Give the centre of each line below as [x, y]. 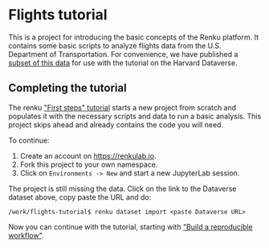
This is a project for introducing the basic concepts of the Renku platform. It [134, 37]
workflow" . [26, 235]
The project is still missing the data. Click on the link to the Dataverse [122, 188]
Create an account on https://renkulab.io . [88, 155]
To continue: [29, 140]
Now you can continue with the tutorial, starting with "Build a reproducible [130, 226]
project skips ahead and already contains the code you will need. [116, 124]
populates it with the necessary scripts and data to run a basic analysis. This [135, 116]
